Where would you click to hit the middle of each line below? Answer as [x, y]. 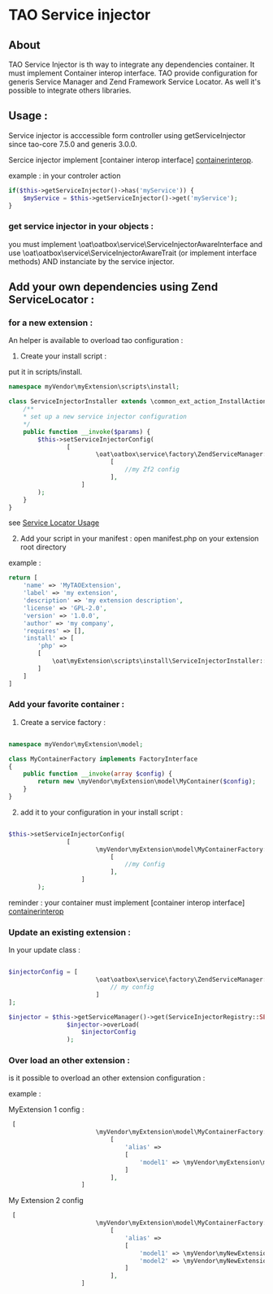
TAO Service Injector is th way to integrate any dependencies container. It [132, 64]
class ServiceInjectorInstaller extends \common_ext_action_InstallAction [138, 402]
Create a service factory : [63, 722]
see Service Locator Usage [54, 523]
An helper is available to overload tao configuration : [96, 341]
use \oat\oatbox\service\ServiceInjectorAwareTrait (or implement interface [133, 253]
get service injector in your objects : [81, 227]
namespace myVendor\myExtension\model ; [76, 744]
